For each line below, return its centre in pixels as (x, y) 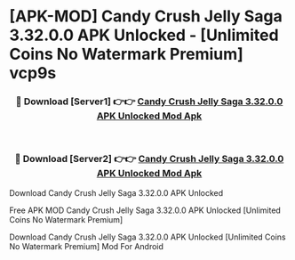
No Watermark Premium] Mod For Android (87, 246)
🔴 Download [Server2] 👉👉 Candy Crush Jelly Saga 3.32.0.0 (149, 159)
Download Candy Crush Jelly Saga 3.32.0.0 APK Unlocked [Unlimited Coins (147, 237)
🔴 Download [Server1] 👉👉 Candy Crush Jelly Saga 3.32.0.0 (149, 102)
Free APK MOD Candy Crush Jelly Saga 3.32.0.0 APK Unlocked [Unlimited (145, 210)
